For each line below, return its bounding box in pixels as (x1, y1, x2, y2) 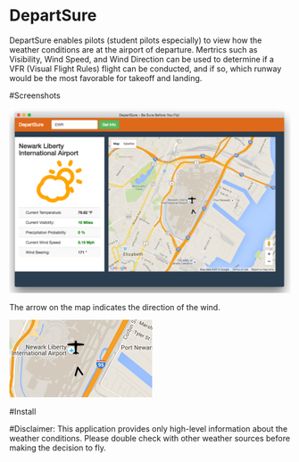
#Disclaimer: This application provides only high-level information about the (9, 423, 288, 433)
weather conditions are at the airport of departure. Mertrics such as (9, 44, 258, 54)
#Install (9, 406, 37, 417)
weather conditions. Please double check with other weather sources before (9, 433, 291, 443)
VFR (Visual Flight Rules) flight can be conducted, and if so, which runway (9, 63, 282, 74)
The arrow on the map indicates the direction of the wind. (9, 301, 220, 312)
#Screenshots (9, 90, 61, 101)
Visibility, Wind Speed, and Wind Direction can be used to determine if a (9, 54, 275, 64)
